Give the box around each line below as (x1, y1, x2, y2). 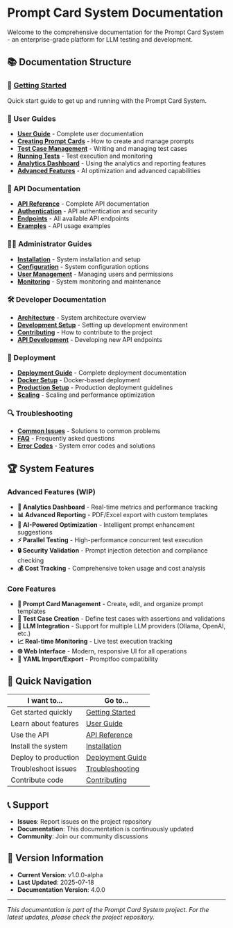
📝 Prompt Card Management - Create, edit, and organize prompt (17, 600, 203, 608)
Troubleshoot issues (10, 764, 77, 774)
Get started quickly (10, 708, 73, 717)
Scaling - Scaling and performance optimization (17, 391, 155, 399)
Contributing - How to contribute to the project (17, 328, 153, 336)
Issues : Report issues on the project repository (17, 817, 152, 826)
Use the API (10, 730, 49, 740)
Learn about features (10, 719, 80, 728)
